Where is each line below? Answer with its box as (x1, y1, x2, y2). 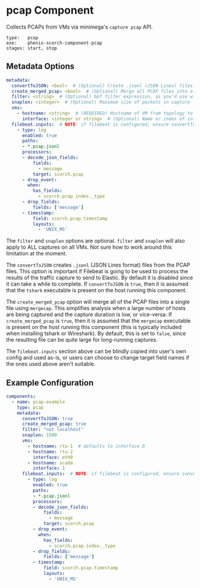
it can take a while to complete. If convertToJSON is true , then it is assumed (6, 280, 189, 287)
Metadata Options (6, 61, 74, 71)
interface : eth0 (32, 454, 73, 460)
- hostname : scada (27, 459, 73, 466)
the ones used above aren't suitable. (6, 361, 96, 368)
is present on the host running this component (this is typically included (6, 324, 182, 331)
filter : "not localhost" (21, 427, 84, 433)
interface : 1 (32, 465, 65, 471)
